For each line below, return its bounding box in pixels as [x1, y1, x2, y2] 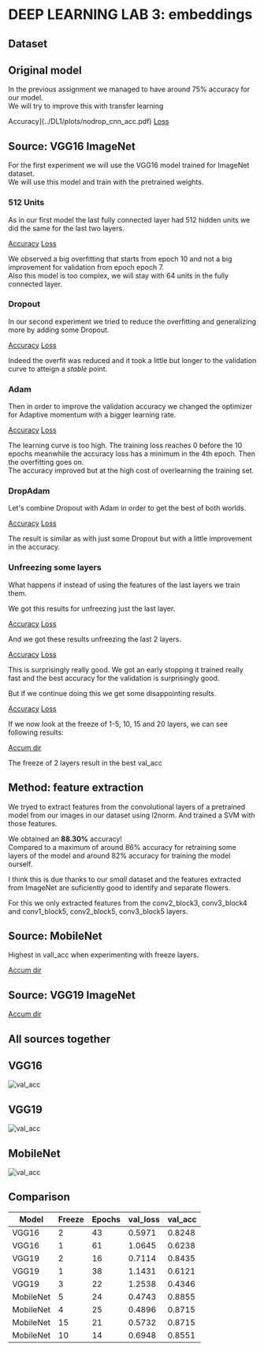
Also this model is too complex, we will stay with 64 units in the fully [8, 271, 229, 280]
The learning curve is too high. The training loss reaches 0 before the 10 [8, 440, 243, 451]
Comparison [8, 1190, 71, 1204]
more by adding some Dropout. [8, 325, 110, 335]
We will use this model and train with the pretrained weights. [8, 178, 204, 187]
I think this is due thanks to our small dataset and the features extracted [8, 874, 242, 884]
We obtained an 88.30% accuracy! [8, 834, 122, 844]
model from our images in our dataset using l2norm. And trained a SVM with [8, 810, 255, 820]
